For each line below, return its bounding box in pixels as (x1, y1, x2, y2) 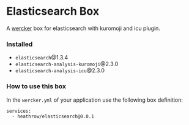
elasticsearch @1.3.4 (15, 54, 69, 61)
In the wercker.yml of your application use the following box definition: (6, 96, 183, 104)
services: (6, 108, 32, 114)
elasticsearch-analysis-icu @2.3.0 (15, 67, 105, 74)
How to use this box (6, 82, 66, 91)
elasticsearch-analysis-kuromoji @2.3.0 (15, 60, 119, 68)
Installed (6, 40, 33, 48)
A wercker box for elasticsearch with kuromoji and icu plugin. (6, 25, 161, 32)
